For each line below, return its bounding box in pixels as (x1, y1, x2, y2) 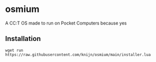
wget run (5, 47, 23, 53)
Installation (5, 34, 41, 43)
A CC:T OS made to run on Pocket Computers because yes (5, 20, 127, 26)
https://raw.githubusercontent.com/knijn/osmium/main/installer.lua (5, 52, 151, 57)
